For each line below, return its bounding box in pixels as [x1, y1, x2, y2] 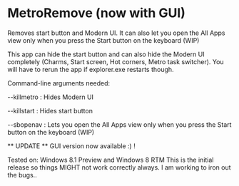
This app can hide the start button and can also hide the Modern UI [7, 50, 205, 58]
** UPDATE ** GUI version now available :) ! [7, 141, 136, 150]
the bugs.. [7, 170, 37, 179]
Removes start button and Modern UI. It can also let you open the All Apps [7, 29, 225, 37]
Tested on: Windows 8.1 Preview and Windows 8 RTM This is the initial [7, 155, 214, 164]
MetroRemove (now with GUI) [7, 5, 185, 21]
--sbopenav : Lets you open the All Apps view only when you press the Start [7, 120, 232, 129]
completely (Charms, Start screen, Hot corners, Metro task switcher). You [7, 57, 224, 66]
